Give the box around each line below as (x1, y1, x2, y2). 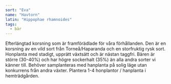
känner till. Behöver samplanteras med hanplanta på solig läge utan (5, 62, 147, 68)
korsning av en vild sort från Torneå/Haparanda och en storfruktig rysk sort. (5, 46, 165, 52)
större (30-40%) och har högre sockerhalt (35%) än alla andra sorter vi (5, 57, 156, 63)
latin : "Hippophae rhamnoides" (5, 17, 72, 22)
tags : (5, 21, 17, 27)
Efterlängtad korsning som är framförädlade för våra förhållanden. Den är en (5, 40, 166, 46)
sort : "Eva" (5, 7, 31, 13)
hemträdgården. (5, 73, 39, 79)
